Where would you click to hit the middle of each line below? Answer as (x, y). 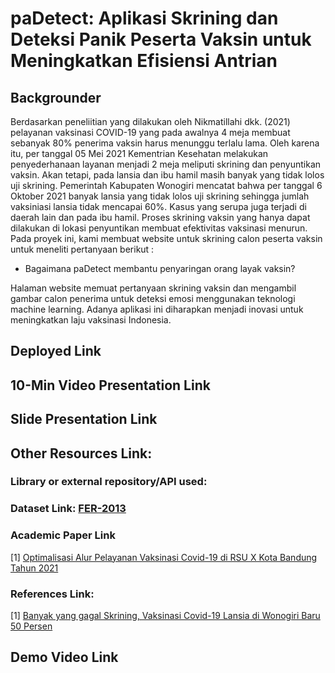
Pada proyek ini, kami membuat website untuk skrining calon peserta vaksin (166, 238)
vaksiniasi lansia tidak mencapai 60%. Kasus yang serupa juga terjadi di (158, 206)
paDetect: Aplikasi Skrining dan (144, 18)
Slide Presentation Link (84, 419)
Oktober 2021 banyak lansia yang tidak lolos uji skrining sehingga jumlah (160, 196)
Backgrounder (56, 97)
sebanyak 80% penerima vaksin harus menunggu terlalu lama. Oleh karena (165, 143)
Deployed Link (56, 351)
